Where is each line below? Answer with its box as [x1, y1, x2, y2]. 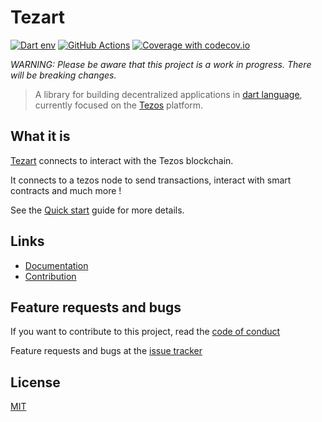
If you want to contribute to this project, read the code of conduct [10, 326, 281, 338]
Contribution [24, 270, 77, 282]
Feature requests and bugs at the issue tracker [10, 345, 203, 357]
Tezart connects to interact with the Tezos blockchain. [10, 154, 234, 166]
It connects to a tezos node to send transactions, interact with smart [10, 174, 292, 186]
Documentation [24, 259, 89, 271]
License [10, 374, 61, 391]
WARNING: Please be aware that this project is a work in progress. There [10, 58, 312, 70]
